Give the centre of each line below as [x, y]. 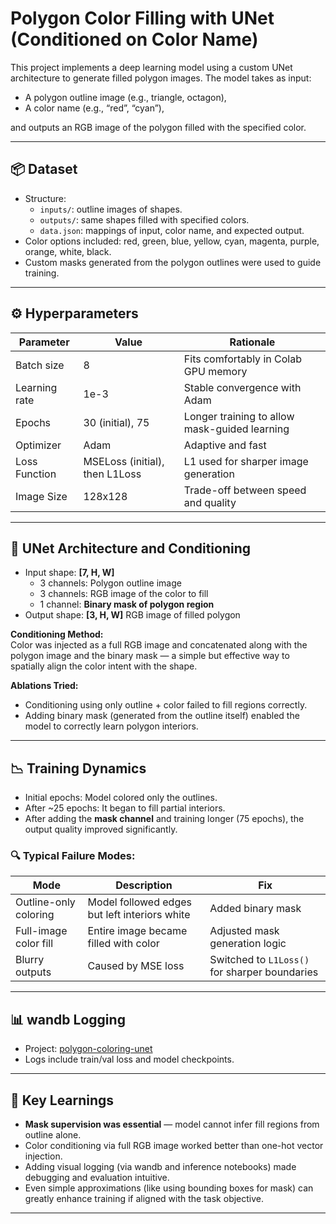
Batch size [40, 365]
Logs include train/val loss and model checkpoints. [129, 1059]
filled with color [123, 944]
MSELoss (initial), [124, 461]
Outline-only [45, 902]
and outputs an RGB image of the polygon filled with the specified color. [158, 127]
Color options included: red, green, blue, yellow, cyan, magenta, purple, [172, 241]
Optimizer [38, 445]
